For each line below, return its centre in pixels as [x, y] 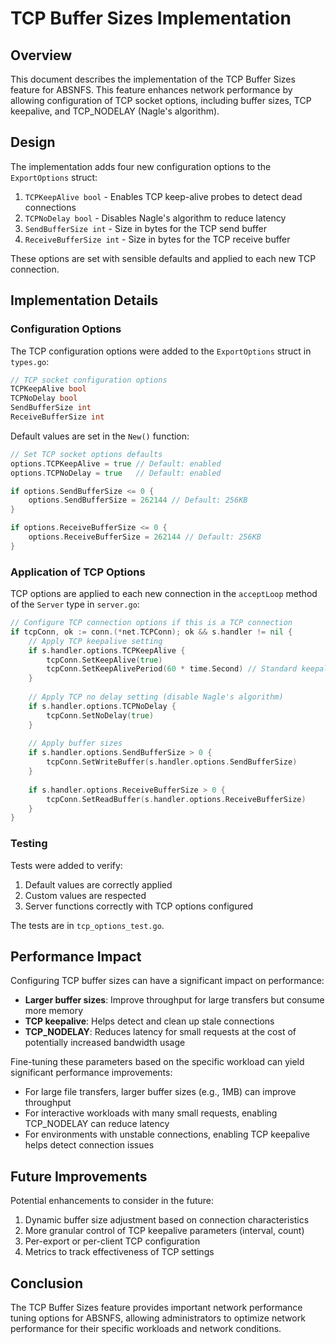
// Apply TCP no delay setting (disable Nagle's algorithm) [156, 697]
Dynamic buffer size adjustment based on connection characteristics [167, 1220]
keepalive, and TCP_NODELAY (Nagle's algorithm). [115, 111]
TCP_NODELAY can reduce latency [97, 1124]
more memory [54, 1011]
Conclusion [47, 1283]
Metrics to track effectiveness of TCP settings [119, 1252]
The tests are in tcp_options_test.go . [87, 925]
